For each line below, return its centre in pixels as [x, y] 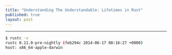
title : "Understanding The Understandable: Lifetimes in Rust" [74, 10]
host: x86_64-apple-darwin [34, 48]
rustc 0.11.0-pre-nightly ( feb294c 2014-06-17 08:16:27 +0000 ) [74, 43]
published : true [23, 15]
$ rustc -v [17, 38]
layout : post [19, 19]
